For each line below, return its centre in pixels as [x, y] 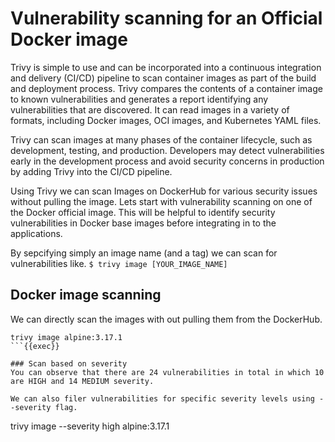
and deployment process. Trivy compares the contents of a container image [166, 88]
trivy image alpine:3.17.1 [66, 337]
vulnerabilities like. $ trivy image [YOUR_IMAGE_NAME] [119, 263]
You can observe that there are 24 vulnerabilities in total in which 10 [167, 372]
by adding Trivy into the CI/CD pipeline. [91, 171]
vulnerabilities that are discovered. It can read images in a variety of [150, 109]
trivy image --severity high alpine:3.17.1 [90, 426]
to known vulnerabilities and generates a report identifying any [139, 99]
